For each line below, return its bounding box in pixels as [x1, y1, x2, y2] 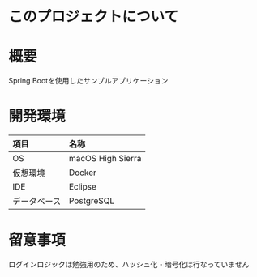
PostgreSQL [68, 195, 115, 207]
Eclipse [68, 181, 97, 193]
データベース [12, 196, 62, 207]
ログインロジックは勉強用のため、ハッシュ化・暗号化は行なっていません [8, 260, 250, 269]
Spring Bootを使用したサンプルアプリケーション [8, 76, 169, 86]
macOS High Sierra [68, 153, 142, 164]
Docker [68, 167, 97, 178]
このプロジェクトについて [8, 7, 179, 26]
